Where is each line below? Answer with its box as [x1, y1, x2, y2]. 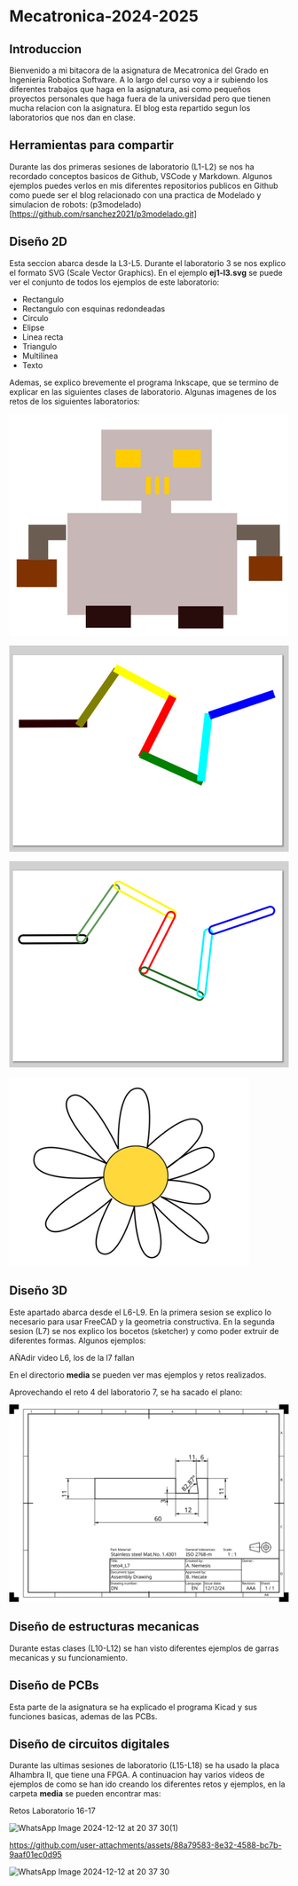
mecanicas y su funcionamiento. [9, 1652, 129, 1662]
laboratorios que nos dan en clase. [9, 113, 136, 122]
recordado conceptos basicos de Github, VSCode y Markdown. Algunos [9, 170, 273, 181]
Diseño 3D [9, 1284, 68, 1299]
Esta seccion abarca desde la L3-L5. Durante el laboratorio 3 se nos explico [9, 257, 286, 268]
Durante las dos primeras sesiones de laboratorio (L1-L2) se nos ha [9, 161, 255, 172]
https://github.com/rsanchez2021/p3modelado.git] [12, 208, 197, 219]
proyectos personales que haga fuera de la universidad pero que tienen [9, 93, 271, 104]
